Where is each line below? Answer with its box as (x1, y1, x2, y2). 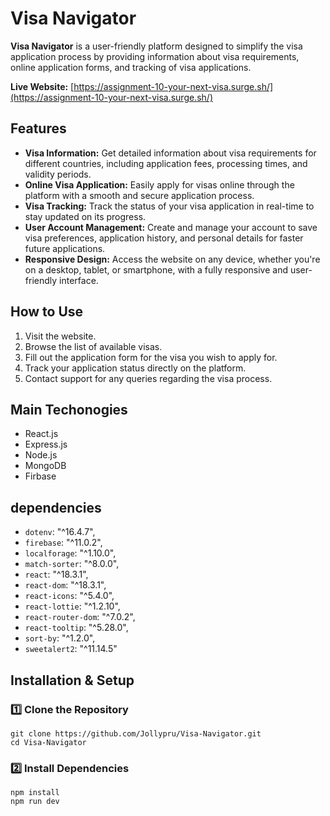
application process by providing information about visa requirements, (10, 50, 300, 62)
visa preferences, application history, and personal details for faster (24, 232, 304, 244)
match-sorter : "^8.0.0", (24, 558, 120, 570)
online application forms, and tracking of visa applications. (10, 61, 252, 73)
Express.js (24, 438, 68, 451)
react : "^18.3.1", (24, 568, 89, 581)
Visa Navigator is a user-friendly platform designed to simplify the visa (10, 40, 303, 52)
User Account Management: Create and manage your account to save (24, 221, 318, 233)
